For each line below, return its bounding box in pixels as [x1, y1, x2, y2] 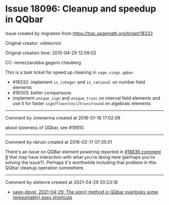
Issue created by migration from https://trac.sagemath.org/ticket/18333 [5, 30, 153, 36]
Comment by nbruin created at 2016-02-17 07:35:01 [5, 139, 112, 145]
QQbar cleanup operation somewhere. [5, 164, 84, 171]
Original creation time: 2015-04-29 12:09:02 [5, 50, 97, 56]
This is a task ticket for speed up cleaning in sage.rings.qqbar [5, 69, 134, 75]
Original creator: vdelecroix [5, 40, 62, 46]
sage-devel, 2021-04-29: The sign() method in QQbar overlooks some [12, 189, 158, 195]
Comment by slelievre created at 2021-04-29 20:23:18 [5, 179, 118, 185]
